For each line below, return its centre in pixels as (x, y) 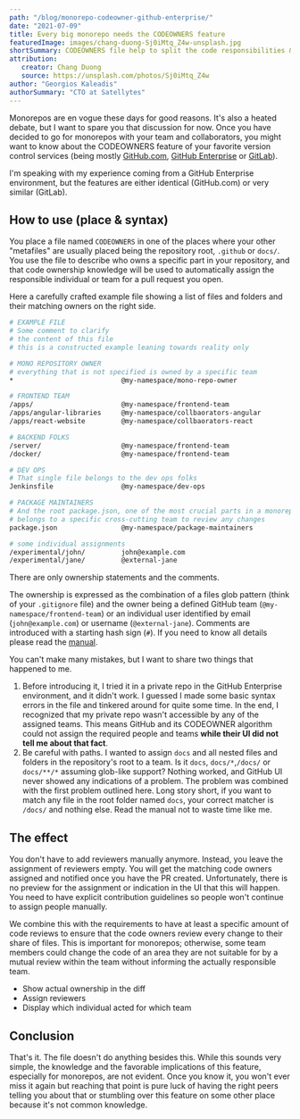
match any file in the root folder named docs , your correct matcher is (148, 800)
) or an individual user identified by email (176, 614)
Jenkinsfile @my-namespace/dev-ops (107, 487)
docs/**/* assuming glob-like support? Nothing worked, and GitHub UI (152, 772)
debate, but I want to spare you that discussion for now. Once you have (140, 127)
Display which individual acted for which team (107, 1008)
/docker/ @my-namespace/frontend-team (119, 454)
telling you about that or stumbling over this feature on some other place (142, 1095)
